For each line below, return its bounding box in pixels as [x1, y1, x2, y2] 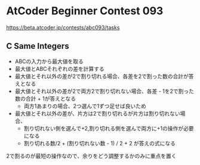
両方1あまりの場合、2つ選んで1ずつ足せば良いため [23, 102, 146, 110]
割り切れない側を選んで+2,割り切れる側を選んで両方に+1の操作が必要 [23, 124, 194, 132]
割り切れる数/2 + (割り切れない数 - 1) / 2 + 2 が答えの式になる [23, 139, 176, 147]
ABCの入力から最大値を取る [14, 58, 84, 65]
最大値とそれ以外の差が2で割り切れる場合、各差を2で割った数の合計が [14, 73, 189, 80]
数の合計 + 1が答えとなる [14, 95, 76, 102]
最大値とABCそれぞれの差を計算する [14, 65, 104, 72]
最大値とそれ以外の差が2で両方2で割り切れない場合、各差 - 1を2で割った [14, 88, 194, 95]
